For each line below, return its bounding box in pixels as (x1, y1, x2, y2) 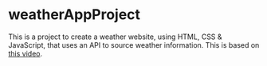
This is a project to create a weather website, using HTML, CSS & (8, 32, 222, 41)
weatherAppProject (8, 6, 141, 24)
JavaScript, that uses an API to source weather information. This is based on (8, 40, 260, 49)
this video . (8, 49, 43, 58)
